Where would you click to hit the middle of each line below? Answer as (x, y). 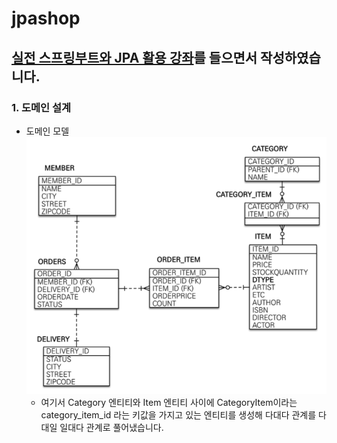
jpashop (46, 18)
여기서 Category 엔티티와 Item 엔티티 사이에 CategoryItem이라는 (169, 403)
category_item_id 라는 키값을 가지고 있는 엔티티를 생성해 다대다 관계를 (178, 415)
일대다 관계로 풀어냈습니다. (111, 428)
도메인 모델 (47, 131)
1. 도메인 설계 (41, 107)
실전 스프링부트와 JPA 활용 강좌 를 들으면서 (134, 57)
